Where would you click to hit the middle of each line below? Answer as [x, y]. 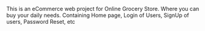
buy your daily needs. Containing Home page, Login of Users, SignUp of [98, 15]
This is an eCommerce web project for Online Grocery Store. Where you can [103, 9]
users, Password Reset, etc [41, 22]
